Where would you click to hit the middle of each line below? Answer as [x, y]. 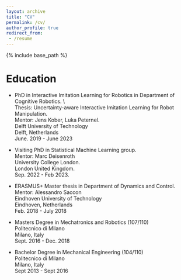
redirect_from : [25, 33]
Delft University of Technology [51, 126]
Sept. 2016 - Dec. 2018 [42, 241]
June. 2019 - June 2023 [43, 139]
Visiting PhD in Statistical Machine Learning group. [75, 150]
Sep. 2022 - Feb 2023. [42, 174]
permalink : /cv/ [26, 22]
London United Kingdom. [44, 168]
